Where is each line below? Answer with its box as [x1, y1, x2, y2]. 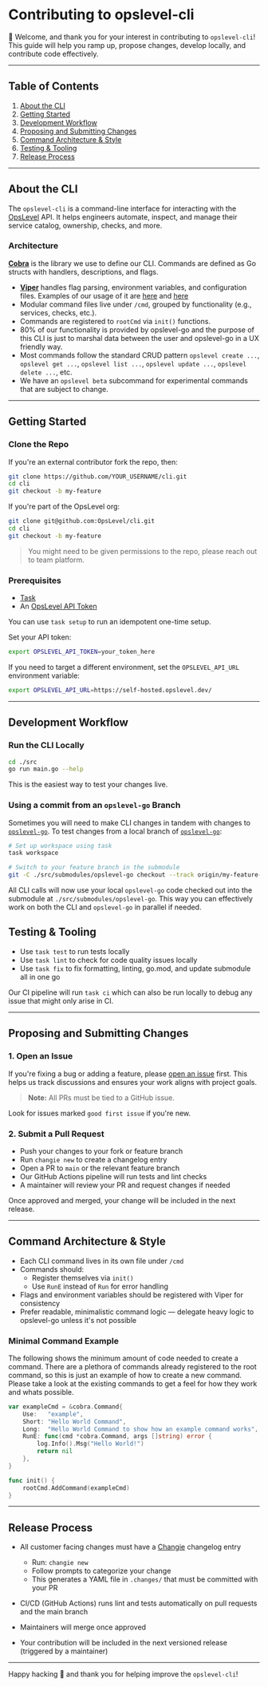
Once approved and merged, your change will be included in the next [8, 1195, 236, 1205]
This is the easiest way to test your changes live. [8, 780, 168, 790]
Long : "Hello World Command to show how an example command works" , [22, 1425, 259, 1433]
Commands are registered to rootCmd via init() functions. [19, 316, 211, 326]
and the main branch [19, 1607, 89, 1617]
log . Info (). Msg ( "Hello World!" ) [37, 1439, 145, 1448]
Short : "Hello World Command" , [22, 1417, 127, 1426]
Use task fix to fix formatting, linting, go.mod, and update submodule [19, 964, 251, 973]
